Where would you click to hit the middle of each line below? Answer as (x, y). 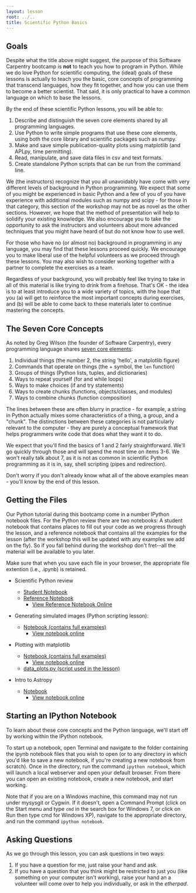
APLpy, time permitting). (44, 152)
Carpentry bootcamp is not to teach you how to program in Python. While (94, 67)
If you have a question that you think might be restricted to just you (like (101, 871)
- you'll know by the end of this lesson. (53, 482)
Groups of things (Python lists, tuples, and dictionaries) (81, 373)
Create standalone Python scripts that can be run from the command (97, 164)
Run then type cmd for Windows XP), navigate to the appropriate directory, (96, 815)
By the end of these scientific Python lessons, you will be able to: (85, 109)
